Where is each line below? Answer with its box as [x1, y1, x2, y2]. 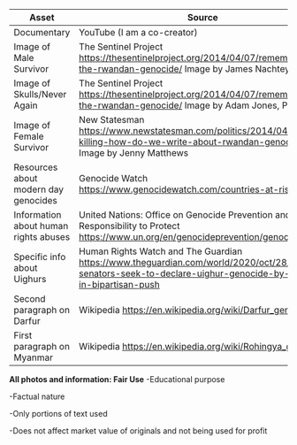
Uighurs [13, 273, 47, 285]
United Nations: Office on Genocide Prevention [79, 209, 273, 220]
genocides [13, 195, 57, 206]
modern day [13, 183, 65, 196]
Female [13, 130, 44, 142]
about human [13, 220, 69, 232]
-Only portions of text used [9, 409, 108, 418]
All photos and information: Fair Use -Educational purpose [9, 374, 225, 384]
